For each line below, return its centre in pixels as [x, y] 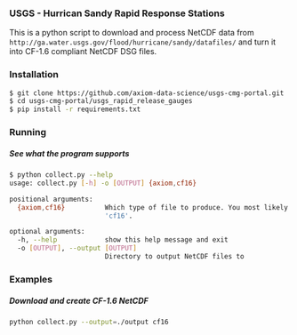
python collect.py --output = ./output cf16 [89, 322]
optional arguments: [48, 232]
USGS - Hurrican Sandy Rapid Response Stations [117, 13]
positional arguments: [51, 199]
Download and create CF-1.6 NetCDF [79, 300]
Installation [34, 75]
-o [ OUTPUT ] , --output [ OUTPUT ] [77, 248]
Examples [31, 279]
